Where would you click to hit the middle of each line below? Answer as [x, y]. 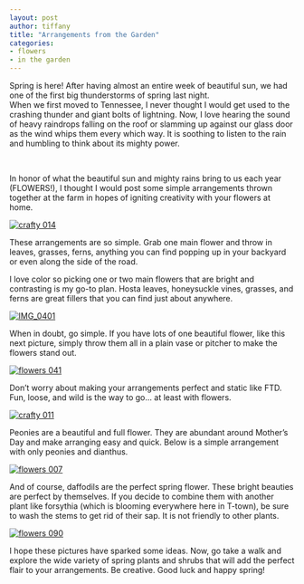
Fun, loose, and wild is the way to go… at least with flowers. [121, 397]
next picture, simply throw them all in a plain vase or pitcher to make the [143, 343]
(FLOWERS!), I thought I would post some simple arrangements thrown [141, 188]
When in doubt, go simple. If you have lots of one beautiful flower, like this [147, 333]
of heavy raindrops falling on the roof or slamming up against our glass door [152, 124]
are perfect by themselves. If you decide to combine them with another [142, 496]
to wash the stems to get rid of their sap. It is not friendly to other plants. [144, 516]
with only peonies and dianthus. [69, 452]
